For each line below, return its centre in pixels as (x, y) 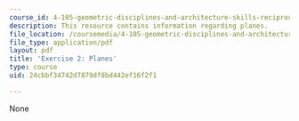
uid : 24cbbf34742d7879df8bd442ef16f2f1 (83, 76)
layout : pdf (31, 51)
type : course (33, 68)
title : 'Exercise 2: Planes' (63, 59)
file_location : (37, 34)
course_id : (29, 17)
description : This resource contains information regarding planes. (139, 26)
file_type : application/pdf (61, 42)
